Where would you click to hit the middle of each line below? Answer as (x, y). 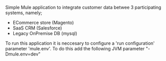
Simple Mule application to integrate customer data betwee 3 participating (84, 7)
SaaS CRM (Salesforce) (37, 28)
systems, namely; (24, 13)
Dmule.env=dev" (23, 54)
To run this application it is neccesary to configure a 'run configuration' (80, 43)
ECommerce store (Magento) (43, 23)
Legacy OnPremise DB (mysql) (45, 33)
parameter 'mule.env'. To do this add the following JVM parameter (75, 49)
